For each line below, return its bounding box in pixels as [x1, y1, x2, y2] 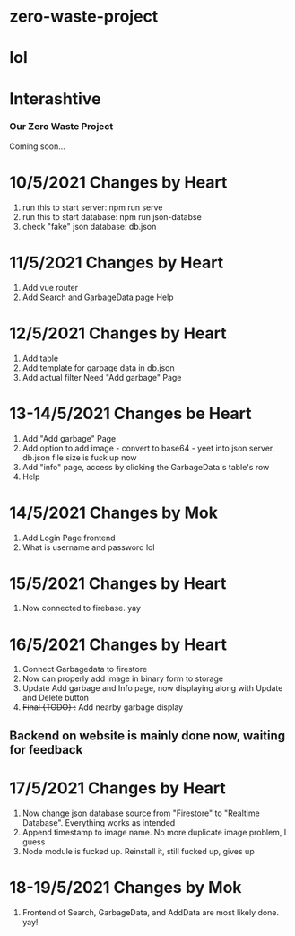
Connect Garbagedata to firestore [22, 664, 148, 675]
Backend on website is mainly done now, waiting [9, 728, 286, 743]
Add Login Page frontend [22, 532, 116, 543]
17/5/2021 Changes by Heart [9, 778, 226, 798]
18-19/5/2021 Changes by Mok [9, 877, 242, 897]
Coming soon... [9, 141, 65, 152]
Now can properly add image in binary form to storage [22, 673, 224, 684]
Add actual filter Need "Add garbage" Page [22, 372, 182, 382]
